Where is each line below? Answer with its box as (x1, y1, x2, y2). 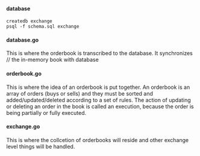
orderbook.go (6, 70, 42, 77)
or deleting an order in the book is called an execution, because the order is (6, 103, 194, 110)
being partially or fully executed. (6, 109, 87, 116)
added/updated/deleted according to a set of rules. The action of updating (6, 96, 191, 103)
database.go (6, 36, 39, 44)
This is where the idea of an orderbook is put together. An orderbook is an (6, 83, 190, 91)
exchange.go (6, 123, 40, 130)
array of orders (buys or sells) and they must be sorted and (6, 89, 154, 97)
